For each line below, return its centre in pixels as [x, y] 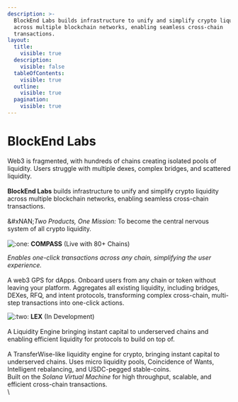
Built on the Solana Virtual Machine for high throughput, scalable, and [109, 376]
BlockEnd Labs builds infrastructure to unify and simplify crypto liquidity [113, 191]
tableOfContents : [39, 73]
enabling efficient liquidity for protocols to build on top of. [91, 339]
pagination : [32, 100]
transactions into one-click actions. [73, 303]
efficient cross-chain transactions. [57, 384]
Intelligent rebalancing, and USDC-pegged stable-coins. [89, 369]
